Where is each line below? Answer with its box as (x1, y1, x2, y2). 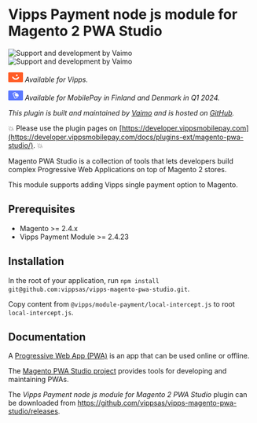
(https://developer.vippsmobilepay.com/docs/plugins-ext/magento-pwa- (8, 132, 244, 142)
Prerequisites (8, 203, 75, 216)
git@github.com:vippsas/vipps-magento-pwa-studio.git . (8, 284, 190, 293)
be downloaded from (8, 399, 76, 408)
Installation (8, 255, 64, 268)
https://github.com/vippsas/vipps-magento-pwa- (77, 399, 237, 408)
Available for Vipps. (24, 75, 89, 84)
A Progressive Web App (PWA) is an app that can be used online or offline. (8, 351, 250, 361)
